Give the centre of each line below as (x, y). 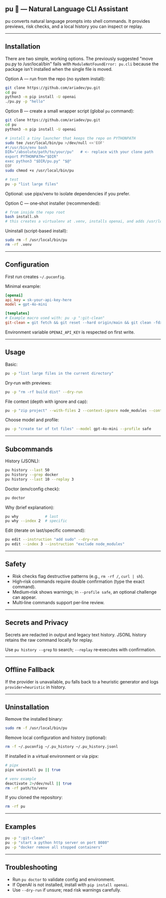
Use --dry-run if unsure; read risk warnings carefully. (67, 890)
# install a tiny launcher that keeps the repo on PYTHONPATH (70, 138)
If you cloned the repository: (34, 797)
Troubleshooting (31, 868)
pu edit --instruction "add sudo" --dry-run (52, 540)
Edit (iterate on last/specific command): (45, 530)
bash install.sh (22, 217)
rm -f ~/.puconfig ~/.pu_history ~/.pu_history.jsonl (62, 747)
